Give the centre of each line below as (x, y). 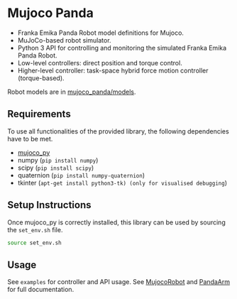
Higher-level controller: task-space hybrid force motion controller (113, 70)
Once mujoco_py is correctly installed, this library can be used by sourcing (116, 222)
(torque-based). (41, 78)
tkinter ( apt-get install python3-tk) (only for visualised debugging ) (122, 183)
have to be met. (30, 138)
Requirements (39, 114)
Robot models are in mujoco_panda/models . (72, 92)
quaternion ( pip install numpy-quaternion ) (81, 175)
